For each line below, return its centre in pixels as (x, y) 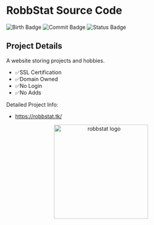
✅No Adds (28, 92)
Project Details (34, 46)
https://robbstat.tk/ (38, 116)
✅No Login (29, 85)
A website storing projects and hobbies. (56, 60)
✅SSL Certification (38, 72)
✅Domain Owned (36, 79)
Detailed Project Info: (32, 104)
